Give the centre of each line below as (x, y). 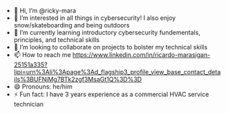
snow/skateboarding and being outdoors (72, 25)
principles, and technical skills (57, 40)
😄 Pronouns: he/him (43, 87)
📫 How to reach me (42, 55)
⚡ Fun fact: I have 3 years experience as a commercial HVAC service (111, 94)
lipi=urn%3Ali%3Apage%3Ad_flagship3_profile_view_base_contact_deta (117, 72)
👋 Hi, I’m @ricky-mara (45, 11)
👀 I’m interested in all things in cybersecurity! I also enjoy (95, 18)
